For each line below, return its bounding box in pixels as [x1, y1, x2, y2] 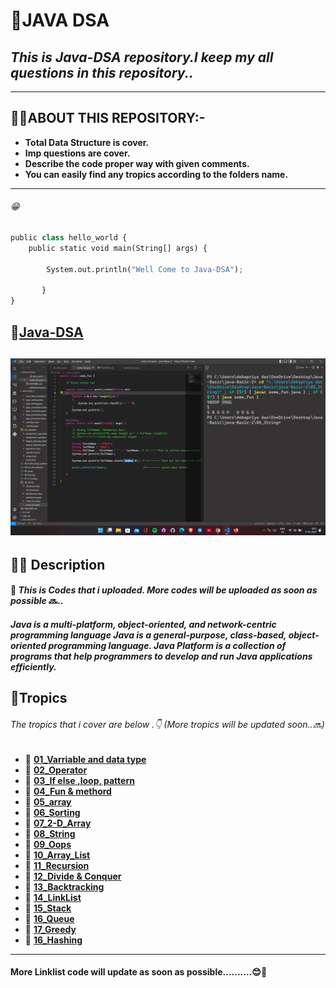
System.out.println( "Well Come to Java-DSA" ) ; [46, 264, 244, 274]
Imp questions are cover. [24, 147, 131, 159]
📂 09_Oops [24, 838, 72, 850]
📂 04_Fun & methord [24, 785, 112, 797]
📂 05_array [24, 795, 72, 808]
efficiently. [10, 661, 57, 673]
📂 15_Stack [24, 902, 72, 914]
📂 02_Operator [24, 764, 88, 776]
